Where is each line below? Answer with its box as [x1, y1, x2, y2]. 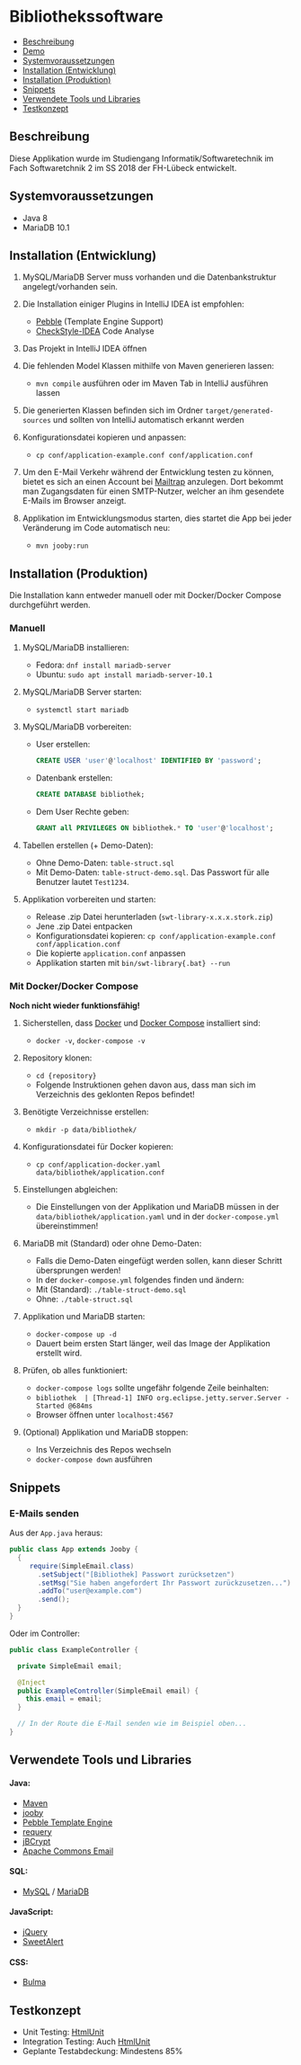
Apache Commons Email [22, 1846, 114, 1856]
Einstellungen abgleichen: [22, 1184, 119, 1195]
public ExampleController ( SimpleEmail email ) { [17, 1686, 199, 1695]
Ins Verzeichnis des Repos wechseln [35, 1444, 172, 1455]
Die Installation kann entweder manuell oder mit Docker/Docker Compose [9, 590, 281, 601]
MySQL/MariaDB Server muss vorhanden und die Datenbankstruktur [22, 272, 277, 282]
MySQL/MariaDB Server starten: [22, 686, 142, 698]
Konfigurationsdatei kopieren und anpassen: [22, 432, 187, 442]
